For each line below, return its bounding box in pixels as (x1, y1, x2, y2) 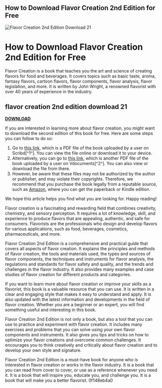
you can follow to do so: (5, 135, 53, 141)
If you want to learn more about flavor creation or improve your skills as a (5, 281, 151, 287)
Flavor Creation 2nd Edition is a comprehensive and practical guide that (5, 240, 148, 246)
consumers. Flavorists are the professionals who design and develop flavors (5, 221, 158, 226)
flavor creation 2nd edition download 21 (5, 103, 128, 111)
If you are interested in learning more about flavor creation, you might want (5, 125, 155, 131)
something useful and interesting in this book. (5, 307, 97, 313)
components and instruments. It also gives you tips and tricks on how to (5, 332, 149, 337)
